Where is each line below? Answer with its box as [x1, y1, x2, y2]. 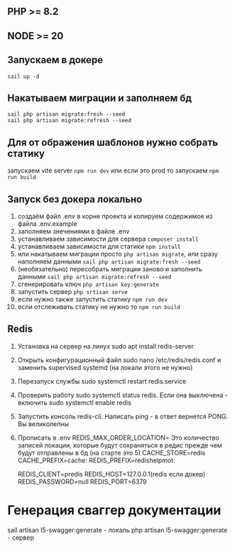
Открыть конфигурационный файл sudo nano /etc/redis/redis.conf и [17, 355, 222, 364]
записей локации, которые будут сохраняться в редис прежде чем [17, 440, 222, 450]
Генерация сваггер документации [7, 502, 222, 518]
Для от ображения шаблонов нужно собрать [7, 136, 219, 148]
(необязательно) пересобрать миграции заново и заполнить [17, 265, 202, 273]
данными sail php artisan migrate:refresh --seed [17, 273, 172, 281]
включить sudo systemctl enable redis [17, 398, 131, 407]
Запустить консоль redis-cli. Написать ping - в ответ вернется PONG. [17, 412, 229, 420]
